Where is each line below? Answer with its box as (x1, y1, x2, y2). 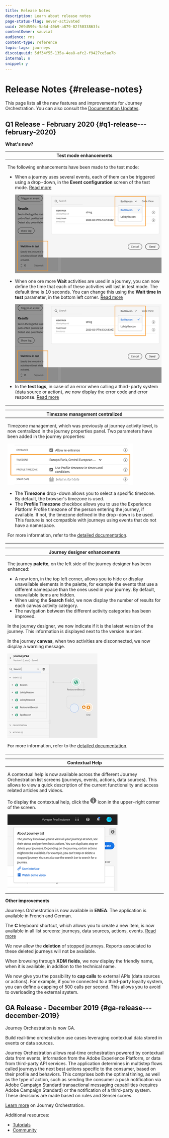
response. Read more (15, 394, 59, 400)
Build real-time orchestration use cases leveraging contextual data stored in (5, 1034, 162, 1040)
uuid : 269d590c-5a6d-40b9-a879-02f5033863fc (5, 24, 100, 29)
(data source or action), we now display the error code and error (15, 389, 148, 395)
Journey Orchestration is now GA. (5, 1025, 75, 1031)
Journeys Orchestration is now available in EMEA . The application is (5, 907, 147, 913)
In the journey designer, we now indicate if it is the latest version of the (7, 623, 153, 629)
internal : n (5, 56, 30, 61)
